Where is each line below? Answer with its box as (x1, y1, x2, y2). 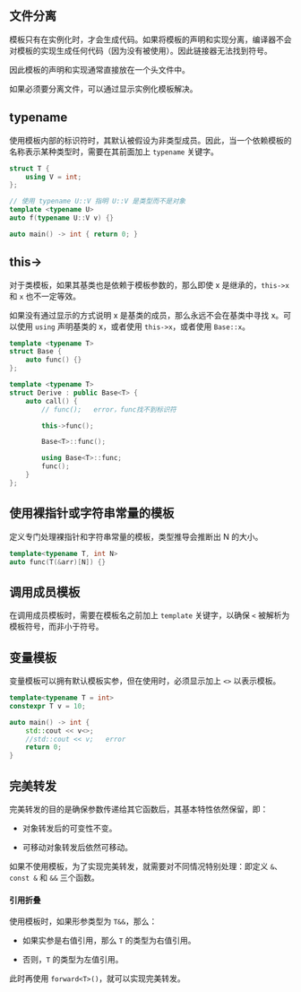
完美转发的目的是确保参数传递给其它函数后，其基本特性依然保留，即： (9, 804, 269, 814)
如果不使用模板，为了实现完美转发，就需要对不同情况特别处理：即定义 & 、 (9, 860, 283, 872)
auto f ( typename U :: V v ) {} (9, 213, 115, 222)
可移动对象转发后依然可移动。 (21, 841, 133, 852)
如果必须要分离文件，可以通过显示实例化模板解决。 (9, 83, 198, 94)
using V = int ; (25, 172, 82, 181)
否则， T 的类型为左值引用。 (21, 954, 124, 965)
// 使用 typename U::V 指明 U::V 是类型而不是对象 (9, 196, 186, 206)
